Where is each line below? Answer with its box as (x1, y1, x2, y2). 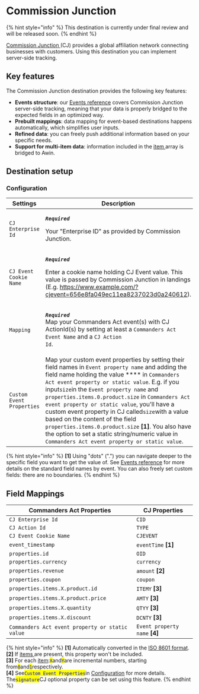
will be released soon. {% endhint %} (6, 30, 97, 37)
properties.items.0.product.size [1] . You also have (45, 423, 191, 431)
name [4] (136, 629, 159, 638)
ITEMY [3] (136, 585, 162, 593)
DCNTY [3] (136, 613, 162, 622)
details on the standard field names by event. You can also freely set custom (6, 465, 193, 473)
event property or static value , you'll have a (45, 400, 175, 408)
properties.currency (9, 559, 67, 565)
